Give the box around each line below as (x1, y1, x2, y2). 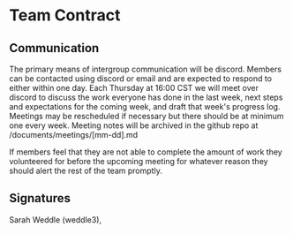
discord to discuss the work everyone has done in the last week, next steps (9, 92, 283, 102)
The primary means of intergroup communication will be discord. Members (9, 64, 282, 74)
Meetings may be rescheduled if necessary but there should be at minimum (9, 111, 284, 121)
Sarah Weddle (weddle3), (9, 214, 102, 225)
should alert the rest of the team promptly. (9, 165, 163, 176)
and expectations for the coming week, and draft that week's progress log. (9, 102, 281, 111)
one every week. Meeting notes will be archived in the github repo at (9, 120, 259, 131)
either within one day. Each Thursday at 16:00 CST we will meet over (9, 83, 259, 93)
